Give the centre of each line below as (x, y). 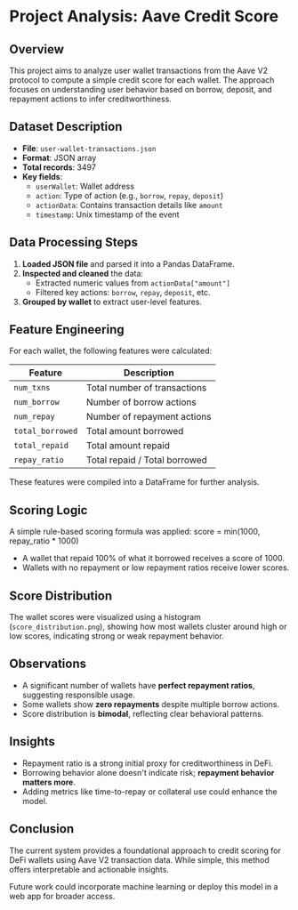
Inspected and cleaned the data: (83, 273)
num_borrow (36, 403)
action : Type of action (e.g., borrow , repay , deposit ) (129, 195)
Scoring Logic (48, 510)
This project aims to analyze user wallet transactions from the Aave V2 (139, 70)
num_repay (34, 417)
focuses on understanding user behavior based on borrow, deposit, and (141, 89)
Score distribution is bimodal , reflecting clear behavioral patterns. (143, 713)
